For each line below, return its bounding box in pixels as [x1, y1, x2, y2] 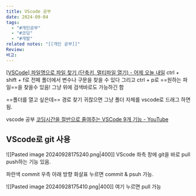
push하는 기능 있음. [6, 159, 51, 166]
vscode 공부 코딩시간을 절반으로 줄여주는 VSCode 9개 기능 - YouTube [6, 115, 169, 123]
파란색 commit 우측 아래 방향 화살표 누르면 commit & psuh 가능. [6, 171, 154, 178]
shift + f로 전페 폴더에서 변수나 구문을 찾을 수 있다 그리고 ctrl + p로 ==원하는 [6, 76, 182, 83]
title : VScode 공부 [6, 8, 52, 15]
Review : [6, 47, 25, 53]
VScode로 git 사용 [6, 135, 70, 145]
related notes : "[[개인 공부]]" [6, 42, 80, 47]
